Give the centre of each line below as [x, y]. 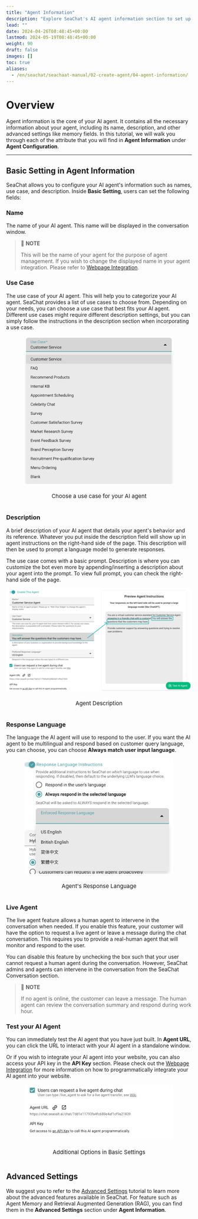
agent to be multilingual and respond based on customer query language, [95, 744]
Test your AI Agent [33, 1026]
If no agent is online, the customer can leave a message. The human [103, 998]
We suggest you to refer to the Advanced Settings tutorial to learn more [93, 1191]
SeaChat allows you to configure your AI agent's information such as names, [99, 185]
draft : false [22, 50]
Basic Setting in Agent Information [70, 171]
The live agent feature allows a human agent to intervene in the [83, 920]
